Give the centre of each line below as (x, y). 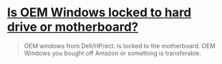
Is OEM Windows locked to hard (99, 13)
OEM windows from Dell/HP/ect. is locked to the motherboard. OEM (120, 46)
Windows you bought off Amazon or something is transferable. (112, 53)
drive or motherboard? (73, 27)
